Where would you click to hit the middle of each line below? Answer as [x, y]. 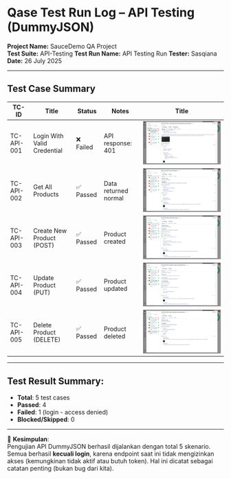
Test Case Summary [52, 89]
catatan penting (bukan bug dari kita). [60, 469]
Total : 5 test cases [43, 398]
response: [118, 143]
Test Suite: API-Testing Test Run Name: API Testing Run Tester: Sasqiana [112, 54]
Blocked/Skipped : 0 [46, 419]
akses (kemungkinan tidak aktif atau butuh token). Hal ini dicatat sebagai [110, 461]
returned [116, 191]
